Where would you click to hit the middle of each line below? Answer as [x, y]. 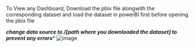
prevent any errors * [31, 38]
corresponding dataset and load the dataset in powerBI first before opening [97, 15]
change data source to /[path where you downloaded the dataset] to [92, 32]
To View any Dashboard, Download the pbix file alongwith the [81, 8]
